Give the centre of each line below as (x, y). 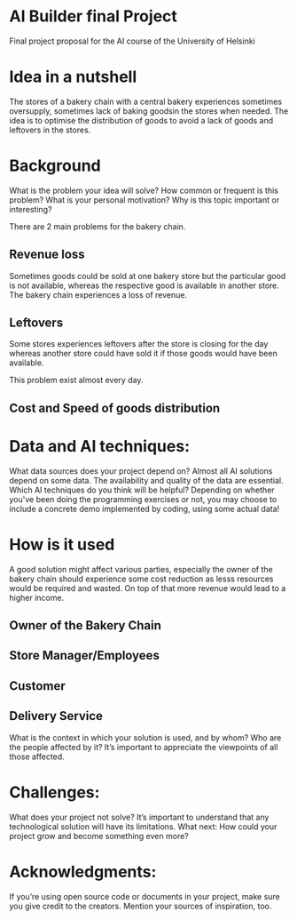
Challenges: (55, 792)
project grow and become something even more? (99, 836)
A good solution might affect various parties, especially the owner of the (141, 569)
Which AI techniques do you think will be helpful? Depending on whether (142, 490)
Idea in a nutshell (73, 77)
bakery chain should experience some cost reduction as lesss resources (141, 579)
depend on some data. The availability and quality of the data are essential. (146, 480)
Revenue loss (47, 255)
